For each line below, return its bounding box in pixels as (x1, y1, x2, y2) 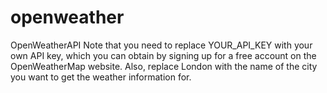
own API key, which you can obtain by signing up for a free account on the (10, 49, 317, 61)
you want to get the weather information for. (10, 71, 192, 83)
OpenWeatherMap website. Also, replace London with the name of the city (10, 60, 318, 72)
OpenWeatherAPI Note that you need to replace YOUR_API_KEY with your (10, 39, 313, 51)
